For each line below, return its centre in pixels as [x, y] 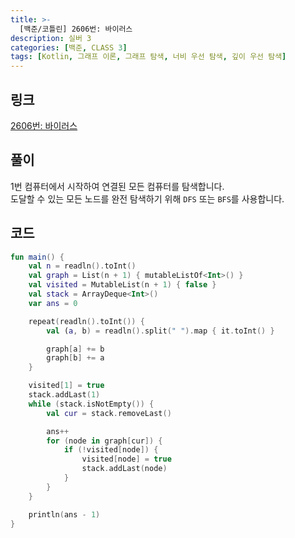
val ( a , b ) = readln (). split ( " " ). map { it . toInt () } [160, 331]
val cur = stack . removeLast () [109, 413]
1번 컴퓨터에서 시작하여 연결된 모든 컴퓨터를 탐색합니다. [117, 186]
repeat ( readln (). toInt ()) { [86, 321]
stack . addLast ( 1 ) [64, 395]
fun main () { [37, 257]
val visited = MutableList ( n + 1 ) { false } [122, 285]
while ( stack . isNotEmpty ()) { [91, 404]
